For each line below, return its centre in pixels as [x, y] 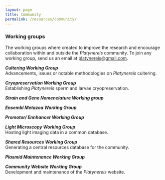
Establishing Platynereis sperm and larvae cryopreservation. [67, 88]
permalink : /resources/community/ [41, 19]
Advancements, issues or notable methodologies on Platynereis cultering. [81, 73]
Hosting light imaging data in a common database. [57, 132]
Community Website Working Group [44, 166]
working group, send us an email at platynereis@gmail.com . [67, 58]
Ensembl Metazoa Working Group [41, 107]
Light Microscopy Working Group [40, 127]
